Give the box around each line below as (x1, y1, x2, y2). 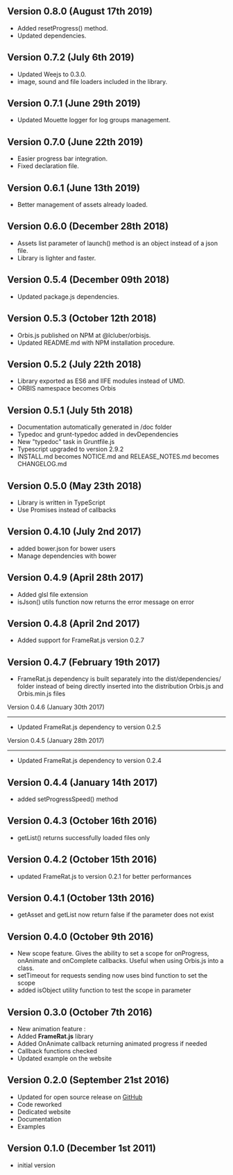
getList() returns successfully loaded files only (17, 833, 150, 841)
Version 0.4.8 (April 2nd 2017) (7, 618, 140, 630)
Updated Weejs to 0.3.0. (17, 69, 87, 79)
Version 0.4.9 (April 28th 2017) (7, 572, 144, 584)
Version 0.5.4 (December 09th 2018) (7, 274, 170, 286)
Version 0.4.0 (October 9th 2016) (7, 930, 154, 942)
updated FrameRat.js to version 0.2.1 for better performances (17, 872, 192, 880)
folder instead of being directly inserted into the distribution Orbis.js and (17, 682, 224, 691)
